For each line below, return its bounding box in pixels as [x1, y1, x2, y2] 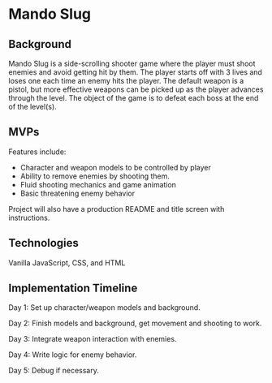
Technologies [8, 236, 80, 250]
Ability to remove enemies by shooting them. [19, 171, 171, 181]
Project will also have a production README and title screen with [8, 204, 225, 213]
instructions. [8, 213, 50, 222]
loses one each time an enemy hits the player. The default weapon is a [8, 76, 244, 85]
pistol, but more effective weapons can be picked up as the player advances [8, 84, 264, 94]
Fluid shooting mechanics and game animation [19, 179, 177, 189]
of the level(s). [8, 102, 57, 111]
